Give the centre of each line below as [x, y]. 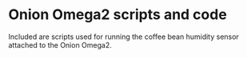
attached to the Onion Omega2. [60, 44]
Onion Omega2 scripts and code [118, 15]
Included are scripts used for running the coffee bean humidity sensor [124, 37]
